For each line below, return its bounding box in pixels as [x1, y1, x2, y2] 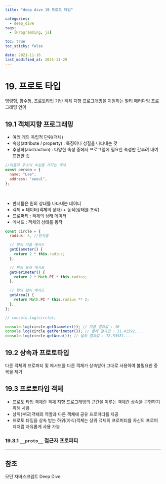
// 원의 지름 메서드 [9, 242, 44, 247]
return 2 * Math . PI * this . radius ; [14, 274, 87, 279]
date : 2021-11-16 [5, 53, 41, 58]
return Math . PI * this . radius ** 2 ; [14, 297, 90, 302]
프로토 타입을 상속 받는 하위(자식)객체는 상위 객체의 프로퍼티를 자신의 [12, 417, 145, 423]
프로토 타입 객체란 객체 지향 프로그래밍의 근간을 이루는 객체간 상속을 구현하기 [12, 399, 161, 405]
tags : [5, 25, 16, 30]
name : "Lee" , [9, 172, 37, 177]
